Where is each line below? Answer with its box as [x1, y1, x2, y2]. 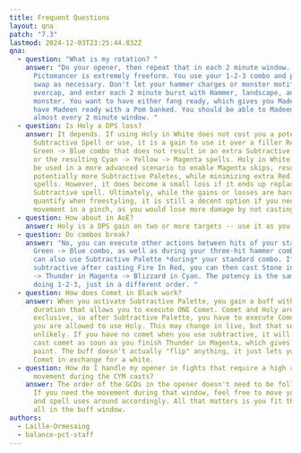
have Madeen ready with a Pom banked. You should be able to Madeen [32, 105, 295, 114]
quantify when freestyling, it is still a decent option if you [32, 196, 279, 206]
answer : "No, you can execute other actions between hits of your [25, 239, 279, 248]
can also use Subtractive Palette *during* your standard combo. [32, 255, 282, 265]
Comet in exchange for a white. [32, 355, 154, 364]
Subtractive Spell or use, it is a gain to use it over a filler [32, 138, 282, 147]
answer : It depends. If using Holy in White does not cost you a [25, 130, 275, 139]
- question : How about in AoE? [17, 213, 134, 222]
